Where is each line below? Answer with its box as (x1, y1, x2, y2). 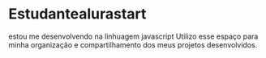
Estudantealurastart (8, 5, 147, 23)
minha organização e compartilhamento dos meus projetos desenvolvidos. (8, 39, 258, 49)
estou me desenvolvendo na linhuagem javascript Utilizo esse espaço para (8, 31, 259, 41)
